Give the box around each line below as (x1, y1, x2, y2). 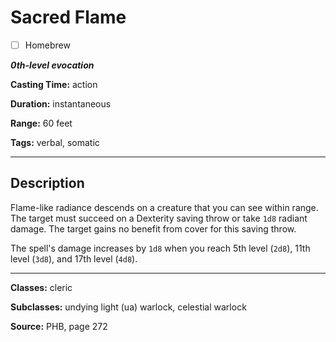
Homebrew (24, 39, 71, 51)
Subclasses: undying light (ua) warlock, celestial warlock (10, 301, 247, 313)
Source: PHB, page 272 (10, 320, 108, 332)
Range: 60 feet (10, 117, 73, 129)
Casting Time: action (10, 79, 98, 90)
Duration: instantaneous (10, 98, 112, 110)
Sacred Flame (10, 6, 127, 29)
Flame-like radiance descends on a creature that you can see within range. (10, 201, 319, 213)
